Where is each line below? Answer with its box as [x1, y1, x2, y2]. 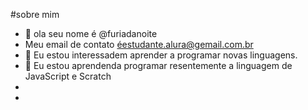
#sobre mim [10, 9, 60, 20]
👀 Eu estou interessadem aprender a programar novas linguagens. [24, 49, 298, 61]
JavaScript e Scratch [24, 70, 112, 82]
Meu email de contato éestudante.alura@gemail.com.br [24, 39, 254, 50]
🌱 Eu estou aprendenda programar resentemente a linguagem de [24, 60, 293, 71]
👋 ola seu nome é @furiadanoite [24, 28, 158, 39]
